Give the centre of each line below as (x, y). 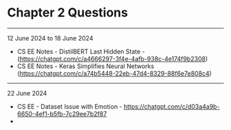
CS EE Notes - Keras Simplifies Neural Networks (86, 66)
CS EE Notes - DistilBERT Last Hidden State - (81, 51)
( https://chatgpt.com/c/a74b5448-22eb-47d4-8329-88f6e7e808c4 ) (114, 73)
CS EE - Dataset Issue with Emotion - (69, 106)
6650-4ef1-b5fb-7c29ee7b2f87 (62, 113)
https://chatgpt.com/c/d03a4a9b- (172, 106)
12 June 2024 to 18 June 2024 (50, 38)
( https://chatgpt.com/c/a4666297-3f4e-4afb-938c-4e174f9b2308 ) (112, 58)
